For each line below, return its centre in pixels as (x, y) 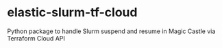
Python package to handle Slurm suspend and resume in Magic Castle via (111, 31)
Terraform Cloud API (36, 38)
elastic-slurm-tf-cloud (72, 13)
